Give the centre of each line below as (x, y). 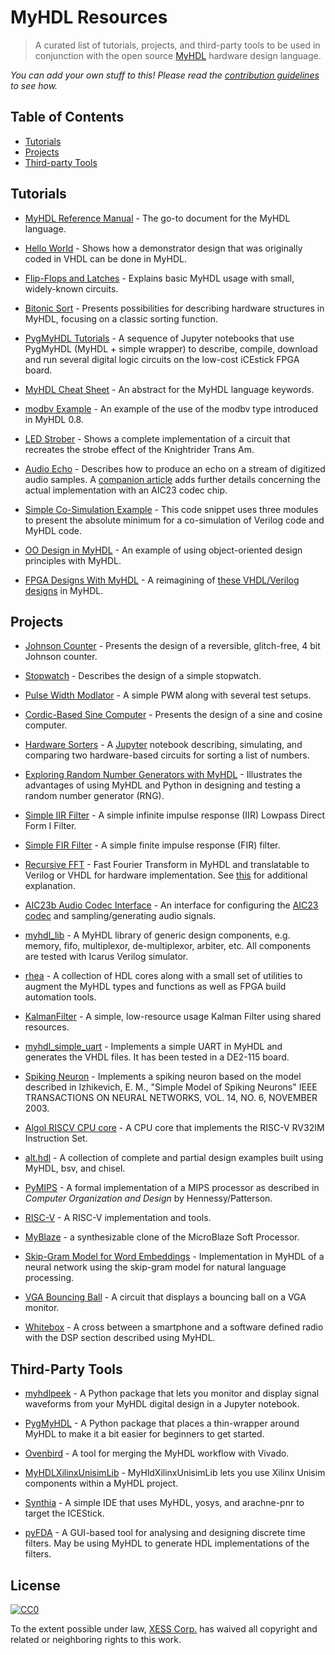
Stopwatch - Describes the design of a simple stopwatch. (143, 676)
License (35, 1585)
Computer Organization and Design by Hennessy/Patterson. (148, 1198)
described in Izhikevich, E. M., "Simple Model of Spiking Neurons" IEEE (171, 1087)
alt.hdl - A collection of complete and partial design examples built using (174, 1158)
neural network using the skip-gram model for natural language (155, 1267)
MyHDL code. (53, 530)
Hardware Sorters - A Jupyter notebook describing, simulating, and (163, 745)
